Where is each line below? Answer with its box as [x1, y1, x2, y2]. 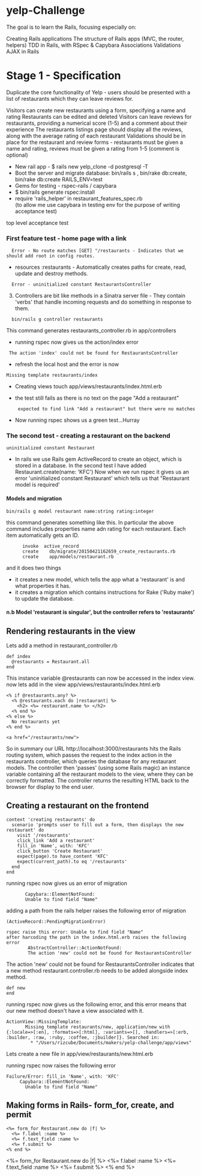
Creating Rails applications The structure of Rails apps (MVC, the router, [6, 35, 184, 42]
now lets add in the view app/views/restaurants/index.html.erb [6, 681, 161, 688]
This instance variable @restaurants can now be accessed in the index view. [6, 674, 195, 682]
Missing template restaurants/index [6, 373, 98, 379]
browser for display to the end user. [6, 784, 95, 791]
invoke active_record [22, 543, 79, 549]
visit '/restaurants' [17, 832, 71, 838]
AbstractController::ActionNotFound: [28, 944, 122, 951]
